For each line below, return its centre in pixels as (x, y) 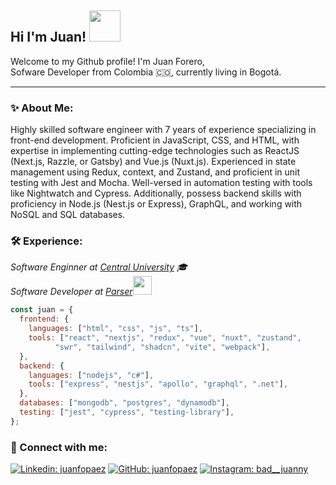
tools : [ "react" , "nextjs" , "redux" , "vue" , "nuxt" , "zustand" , (165, 338)
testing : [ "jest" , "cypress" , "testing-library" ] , (127, 412)
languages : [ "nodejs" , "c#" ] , (91, 375)
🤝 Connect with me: (59, 447)
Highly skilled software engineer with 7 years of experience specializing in (163, 130)
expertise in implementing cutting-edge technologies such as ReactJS (155, 151)
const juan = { (42, 310)
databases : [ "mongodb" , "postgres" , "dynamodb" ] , (124, 403)
